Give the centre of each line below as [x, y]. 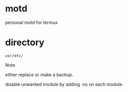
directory [25, 43]
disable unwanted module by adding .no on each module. [64, 84]
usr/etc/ [14, 56]
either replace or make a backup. [39, 75]
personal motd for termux [31, 22]
